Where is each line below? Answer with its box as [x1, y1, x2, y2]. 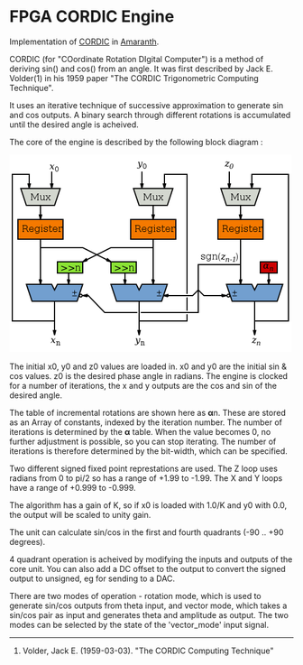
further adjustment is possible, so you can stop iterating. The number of [9, 436, 277, 447]
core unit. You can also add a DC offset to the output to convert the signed [9, 563, 286, 574]
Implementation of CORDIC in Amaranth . [9, 36, 160, 47]
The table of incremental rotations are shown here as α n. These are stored [9, 407, 286, 418]
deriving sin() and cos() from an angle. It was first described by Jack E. [9, 63, 273, 74]
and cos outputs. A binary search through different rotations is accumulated [9, 109, 291, 120]
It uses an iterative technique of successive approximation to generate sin [9, 99, 284, 110]
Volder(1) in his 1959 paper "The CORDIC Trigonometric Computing [9, 72, 259, 83]
